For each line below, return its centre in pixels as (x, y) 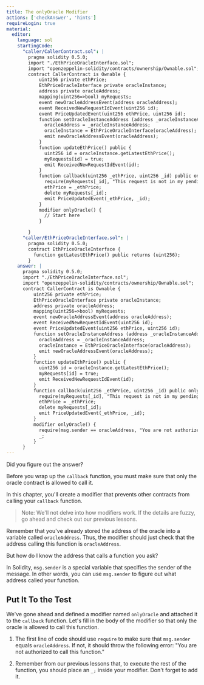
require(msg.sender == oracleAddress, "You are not (105, 430)
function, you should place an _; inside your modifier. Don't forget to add (106, 670)
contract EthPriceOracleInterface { (74, 249)
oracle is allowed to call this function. (53, 627)
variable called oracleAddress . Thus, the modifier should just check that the (100, 537)
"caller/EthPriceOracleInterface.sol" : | (76, 238)
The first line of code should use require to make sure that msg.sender (103, 639)
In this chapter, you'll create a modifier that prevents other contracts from (98, 495)
